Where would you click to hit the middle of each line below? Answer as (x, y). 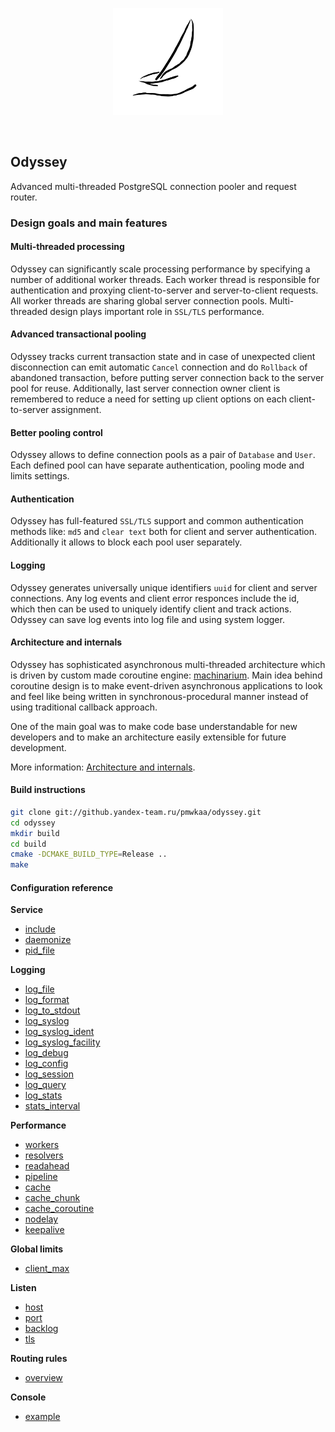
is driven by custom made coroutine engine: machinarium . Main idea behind (166, 675)
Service (27, 910)
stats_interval (52, 1106)
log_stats (43, 1095)
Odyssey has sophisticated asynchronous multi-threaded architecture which (168, 664)
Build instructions (48, 790)
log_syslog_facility (62, 1042)
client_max (47, 1269)
